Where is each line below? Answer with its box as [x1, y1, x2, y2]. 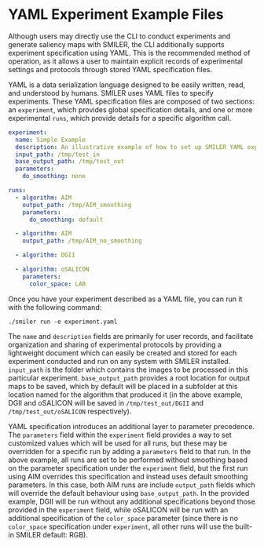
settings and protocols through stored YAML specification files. [8, 64, 213, 74]
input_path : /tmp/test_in [15, 151, 101, 158]
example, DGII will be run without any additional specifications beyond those [8, 497, 255, 506]
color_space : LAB [28, 280, 86, 288]
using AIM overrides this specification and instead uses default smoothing [8, 471, 248, 481]
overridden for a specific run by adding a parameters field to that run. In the [8, 446, 251, 456]
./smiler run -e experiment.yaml [8, 318, 118, 326]
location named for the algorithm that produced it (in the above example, [8, 390, 244, 399]
